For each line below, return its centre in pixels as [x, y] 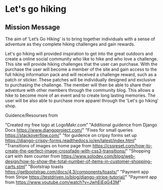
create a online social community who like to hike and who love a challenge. [81, 59]
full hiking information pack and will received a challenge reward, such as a [81, 74]
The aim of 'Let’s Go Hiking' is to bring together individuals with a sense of [80, 39]
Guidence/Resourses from [32, 115]
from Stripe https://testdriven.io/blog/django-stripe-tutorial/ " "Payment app [81, 177]
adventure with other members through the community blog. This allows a [80, 90]
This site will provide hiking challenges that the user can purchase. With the [81, 64]
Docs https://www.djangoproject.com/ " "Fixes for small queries [69, 130]
